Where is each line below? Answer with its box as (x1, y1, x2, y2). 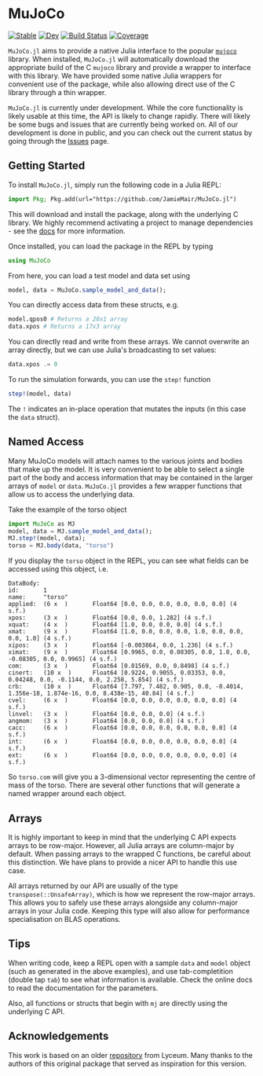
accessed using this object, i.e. (8, 564, 108, 574)
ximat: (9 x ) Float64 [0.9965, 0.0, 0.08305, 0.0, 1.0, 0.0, (8, 648, 251, 656)
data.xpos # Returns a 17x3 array (8, 323, 122, 331)
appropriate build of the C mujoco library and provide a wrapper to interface (8, 62, 251, 72)
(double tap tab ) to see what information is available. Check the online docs (8, 975, 253, 984)
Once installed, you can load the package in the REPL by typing (8, 241, 214, 251)
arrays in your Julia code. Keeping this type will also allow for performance (8, 906, 250, 916)
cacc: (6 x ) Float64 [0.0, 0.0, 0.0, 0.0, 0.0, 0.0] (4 (8, 724, 237, 732)
